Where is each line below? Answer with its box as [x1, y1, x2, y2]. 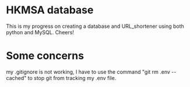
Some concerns [6, 49, 85, 63]
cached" [6, 74, 27, 81]
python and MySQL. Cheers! [6, 28, 75, 35]
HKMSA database [6, 3, 94, 17]
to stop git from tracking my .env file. [27, 74, 117, 81]
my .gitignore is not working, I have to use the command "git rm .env [6, 68, 171, 75]
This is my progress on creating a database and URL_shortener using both [6, 23, 185, 30]
